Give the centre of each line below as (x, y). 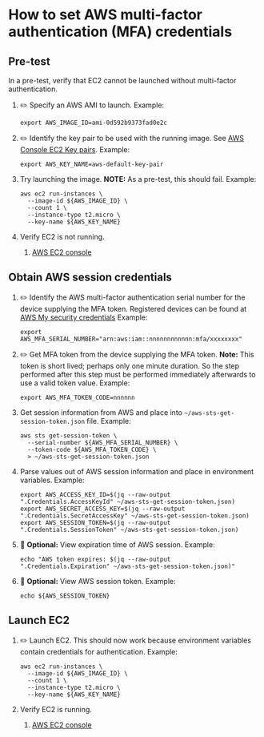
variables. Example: (52, 480)
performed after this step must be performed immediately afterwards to (138, 374)
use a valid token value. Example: (75, 383)
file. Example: (109, 421)
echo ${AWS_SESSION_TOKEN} (65, 596)
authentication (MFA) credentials (120, 32)
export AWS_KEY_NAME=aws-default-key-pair (92, 164)
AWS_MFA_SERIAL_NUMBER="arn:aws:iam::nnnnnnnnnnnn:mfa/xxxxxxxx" (131, 339)
